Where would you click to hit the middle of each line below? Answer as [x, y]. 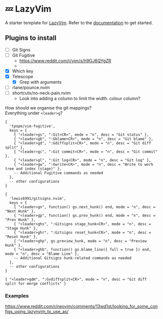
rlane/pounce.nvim [31, 88]
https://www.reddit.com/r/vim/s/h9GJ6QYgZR [65, 61]
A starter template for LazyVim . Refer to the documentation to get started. [79, 22]
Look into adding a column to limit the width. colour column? [80, 99]
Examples [17, 296]
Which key [23, 71]
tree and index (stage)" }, [34, 169]
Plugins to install [31, 38]
